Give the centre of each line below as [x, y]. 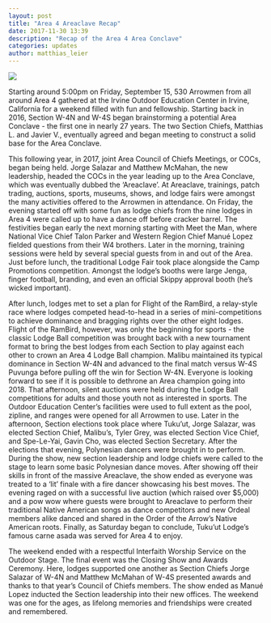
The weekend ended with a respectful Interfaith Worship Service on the [127, 551]
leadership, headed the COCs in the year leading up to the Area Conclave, [132, 176]
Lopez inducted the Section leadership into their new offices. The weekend [133, 594]
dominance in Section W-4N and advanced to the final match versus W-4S [133, 364]
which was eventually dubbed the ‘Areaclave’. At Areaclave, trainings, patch [134, 184]
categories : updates [43, 46]
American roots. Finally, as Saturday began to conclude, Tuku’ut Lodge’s [129, 527]
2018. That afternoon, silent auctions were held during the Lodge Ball [123, 390]
